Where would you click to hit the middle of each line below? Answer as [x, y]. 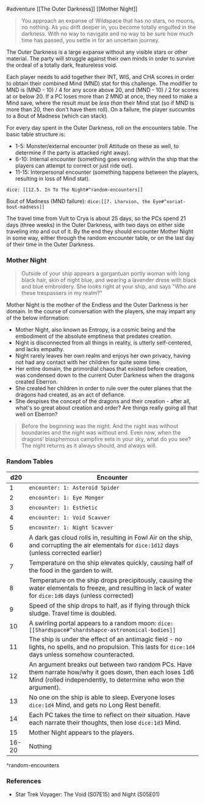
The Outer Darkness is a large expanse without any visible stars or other [97, 52]
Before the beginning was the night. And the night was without [100, 426]
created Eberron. [36, 382]
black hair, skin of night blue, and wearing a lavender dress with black [109, 280]
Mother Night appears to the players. [81, 732]
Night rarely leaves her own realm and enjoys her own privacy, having [103, 356]
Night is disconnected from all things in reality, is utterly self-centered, [103, 343]
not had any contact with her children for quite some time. [88, 362]
